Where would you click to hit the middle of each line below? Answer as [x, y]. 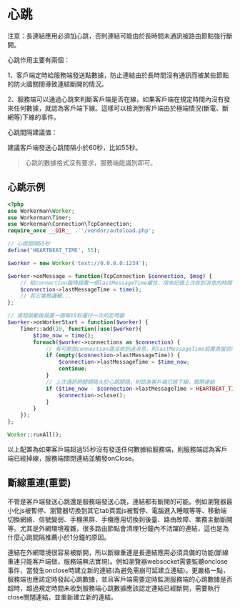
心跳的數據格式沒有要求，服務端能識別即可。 [91, 162]
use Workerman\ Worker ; [41, 211]
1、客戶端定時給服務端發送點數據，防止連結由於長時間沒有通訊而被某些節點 [118, 75]
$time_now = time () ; [64, 335]
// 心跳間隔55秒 [29, 244]
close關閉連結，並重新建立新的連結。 [62, 597]
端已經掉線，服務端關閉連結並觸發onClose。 [73, 458]
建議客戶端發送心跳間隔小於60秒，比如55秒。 [75, 147]
